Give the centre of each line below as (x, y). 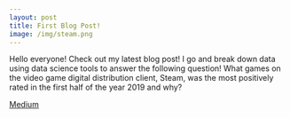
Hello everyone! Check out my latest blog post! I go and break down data (143, 59)
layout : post (33, 17)
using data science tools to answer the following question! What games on (145, 68)
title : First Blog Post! (55, 26)
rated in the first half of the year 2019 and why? (96, 87)
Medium (24, 105)
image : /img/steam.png (51, 34)
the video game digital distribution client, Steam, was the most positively (141, 78)
